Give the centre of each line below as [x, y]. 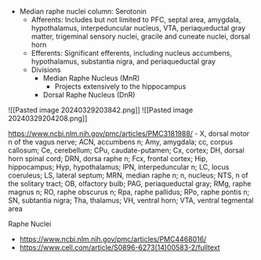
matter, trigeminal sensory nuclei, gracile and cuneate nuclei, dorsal [141, 36]
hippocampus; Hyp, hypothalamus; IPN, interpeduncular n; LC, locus [119, 167]
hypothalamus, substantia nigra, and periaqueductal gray [123, 61]
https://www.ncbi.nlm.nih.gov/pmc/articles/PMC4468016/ [113, 239]
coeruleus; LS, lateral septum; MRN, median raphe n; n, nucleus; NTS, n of [128, 175]
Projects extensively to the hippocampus [120, 86]
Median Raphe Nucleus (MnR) [91, 78]
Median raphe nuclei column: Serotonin [83, 11]
